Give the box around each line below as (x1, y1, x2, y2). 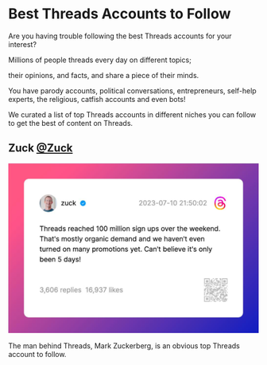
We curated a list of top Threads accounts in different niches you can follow (8, 109, 257, 120)
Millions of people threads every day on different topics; (8, 55, 192, 65)
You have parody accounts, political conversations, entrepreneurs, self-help (8, 85, 257, 96)
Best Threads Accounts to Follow (8, 5, 231, 23)
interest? (8, 39, 37, 49)
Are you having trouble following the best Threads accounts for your (8, 31, 232, 41)
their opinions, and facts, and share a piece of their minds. (8, 70, 199, 80)
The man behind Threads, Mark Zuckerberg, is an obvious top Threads (8, 340, 240, 351)
